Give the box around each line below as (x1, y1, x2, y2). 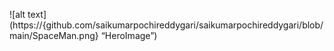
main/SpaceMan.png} (9, 30, 99, 41)
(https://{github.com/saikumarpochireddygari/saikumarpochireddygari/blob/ (9, 19, 324, 31)
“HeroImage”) (100, 30, 158, 41)
